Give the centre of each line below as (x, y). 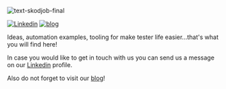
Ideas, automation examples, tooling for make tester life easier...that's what (113, 37)
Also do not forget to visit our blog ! (56, 78)
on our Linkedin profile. (40, 65)
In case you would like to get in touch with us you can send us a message (111, 58)
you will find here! (32, 44)
